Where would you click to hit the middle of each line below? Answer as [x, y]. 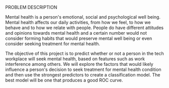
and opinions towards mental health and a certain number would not [76, 33]
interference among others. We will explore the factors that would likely [79, 64]
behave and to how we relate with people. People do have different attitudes [84, 28]
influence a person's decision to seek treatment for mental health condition [83, 69]
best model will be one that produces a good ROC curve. [64, 80]
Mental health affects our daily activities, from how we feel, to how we [78, 22]
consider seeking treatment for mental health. [53, 44]
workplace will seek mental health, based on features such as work [75, 59]
